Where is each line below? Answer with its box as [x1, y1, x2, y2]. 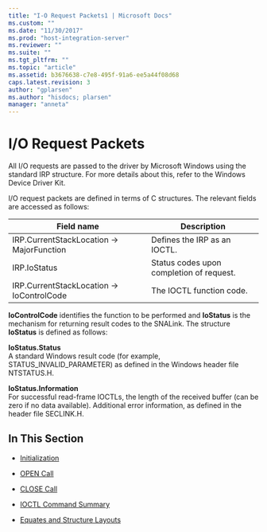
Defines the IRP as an [150, 234, 231, 245]
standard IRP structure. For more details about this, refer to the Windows [8, 170, 246, 179]
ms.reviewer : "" [8, 41, 62, 49]
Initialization [19, 453, 60, 463]
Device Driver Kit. [8, 178, 66, 188]
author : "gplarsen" [8, 85, 73, 94]
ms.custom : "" [8, 19, 56, 27]
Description [180, 221, 226, 232]
